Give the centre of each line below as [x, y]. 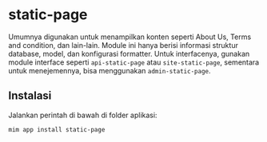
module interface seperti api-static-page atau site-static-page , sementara [134, 62]
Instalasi [30, 96]
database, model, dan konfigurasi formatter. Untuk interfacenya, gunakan [129, 53]
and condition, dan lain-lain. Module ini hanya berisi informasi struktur [123, 45]
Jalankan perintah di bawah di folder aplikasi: [83, 115]
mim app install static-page [57, 129]
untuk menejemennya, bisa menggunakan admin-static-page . [110, 70]
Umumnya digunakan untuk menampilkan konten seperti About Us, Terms [130, 37]
